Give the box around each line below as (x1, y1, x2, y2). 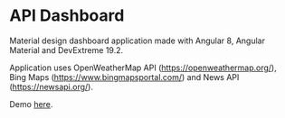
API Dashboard (9, 5, 125, 26)
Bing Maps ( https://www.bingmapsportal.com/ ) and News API (9, 71, 240, 82)
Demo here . (9, 98, 53, 109)
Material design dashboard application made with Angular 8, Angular (9, 35, 265, 46)
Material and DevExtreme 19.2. (9, 44, 124, 55)
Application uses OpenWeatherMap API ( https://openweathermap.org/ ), (9, 62, 278, 73)
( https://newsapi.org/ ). (9, 81, 93, 92)
